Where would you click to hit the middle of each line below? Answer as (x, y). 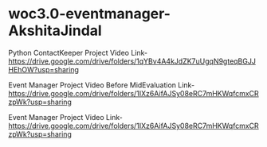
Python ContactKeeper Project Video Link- (78, 52)
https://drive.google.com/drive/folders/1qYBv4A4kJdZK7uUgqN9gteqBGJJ (132, 61)
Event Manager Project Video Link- (66, 117)
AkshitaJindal (55, 31)
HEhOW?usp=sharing (44, 69)
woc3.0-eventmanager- (90, 14)
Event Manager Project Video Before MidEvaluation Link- (102, 85)
